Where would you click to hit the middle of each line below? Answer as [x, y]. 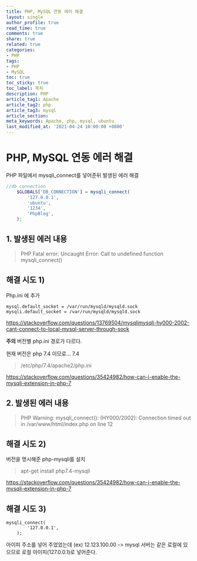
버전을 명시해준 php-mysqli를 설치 [46, 459]
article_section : [27, 116]
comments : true [25, 34]
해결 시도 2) [26, 444]
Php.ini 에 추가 [23, 295]
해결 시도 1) [26, 280]
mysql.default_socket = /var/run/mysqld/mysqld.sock [72, 306]
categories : [21, 50]
